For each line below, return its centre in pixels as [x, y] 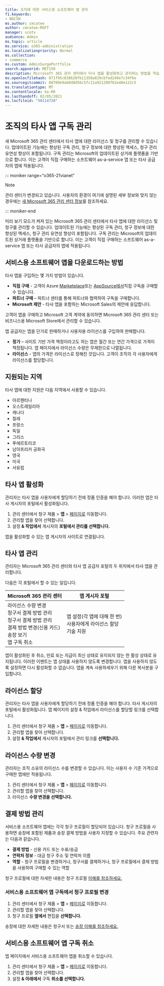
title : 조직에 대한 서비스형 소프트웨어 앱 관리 [47, 10]
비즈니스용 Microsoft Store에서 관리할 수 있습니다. [53, 321]
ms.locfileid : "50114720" [31, 101]
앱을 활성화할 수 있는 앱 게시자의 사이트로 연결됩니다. [55, 536]
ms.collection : [20, 55]
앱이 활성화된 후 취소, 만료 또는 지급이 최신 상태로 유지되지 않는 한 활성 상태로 [79, 655]
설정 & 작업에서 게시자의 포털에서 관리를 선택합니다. [61, 526]
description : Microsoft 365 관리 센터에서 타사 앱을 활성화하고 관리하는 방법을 [78, 74]
